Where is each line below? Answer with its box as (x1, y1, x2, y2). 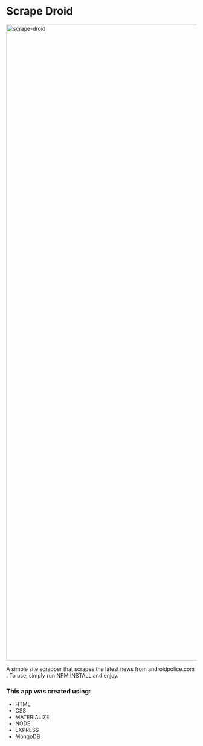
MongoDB (14, 733, 40, 740)
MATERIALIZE (14, 713, 50, 721)
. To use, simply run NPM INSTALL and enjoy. (6, 672, 119, 679)
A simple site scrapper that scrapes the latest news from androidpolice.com (6, 665, 195, 673)
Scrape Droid (6, 4, 74, 18)
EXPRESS (14, 727, 39, 734)
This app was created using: (6, 687, 91, 695)
